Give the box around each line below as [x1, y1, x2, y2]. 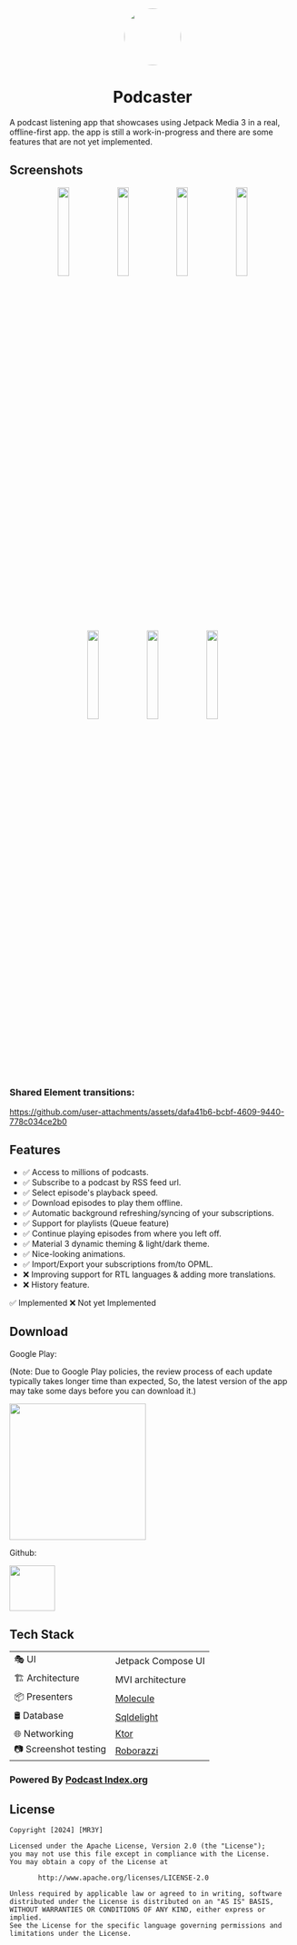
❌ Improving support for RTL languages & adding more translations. [22, 1269, 276, 1280]
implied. [9, 1913, 43, 1922]
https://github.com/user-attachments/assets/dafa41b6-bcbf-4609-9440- [9, 1107, 284, 1118]
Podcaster [113, 87, 193, 107]
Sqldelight [114, 1711, 159, 1723]
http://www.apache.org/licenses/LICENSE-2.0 [37, 1873, 209, 1883]
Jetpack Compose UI [114, 1654, 205, 1667]
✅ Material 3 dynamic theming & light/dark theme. [22, 1238, 211, 1249]
